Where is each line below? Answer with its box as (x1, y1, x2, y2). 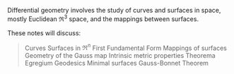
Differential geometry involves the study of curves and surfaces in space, (7, 6, 221, 14)
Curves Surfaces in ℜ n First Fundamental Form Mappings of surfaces (24, 42, 228, 52)
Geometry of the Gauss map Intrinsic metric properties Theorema (24, 51, 216, 60)
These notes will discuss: (7, 28, 81, 37)
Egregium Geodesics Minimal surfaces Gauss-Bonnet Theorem (24, 59, 209, 68)
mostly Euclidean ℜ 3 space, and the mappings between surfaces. (7, 13, 199, 23)
